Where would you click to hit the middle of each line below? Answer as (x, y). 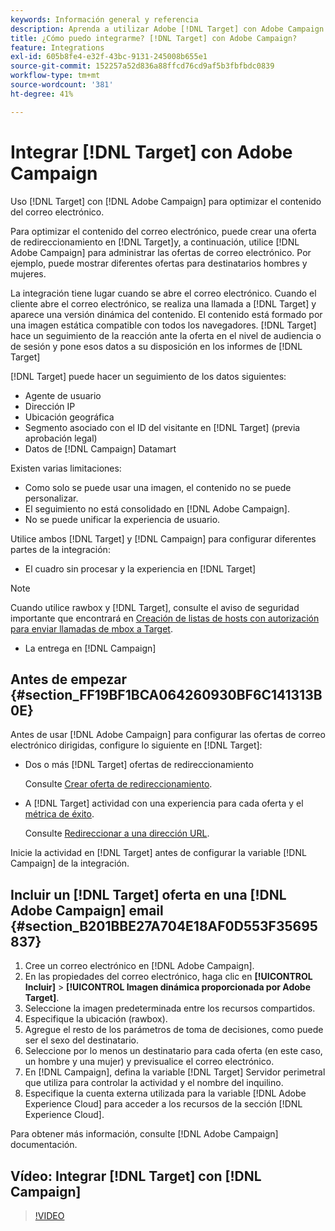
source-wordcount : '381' (62, 85)
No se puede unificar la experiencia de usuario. (122, 519)
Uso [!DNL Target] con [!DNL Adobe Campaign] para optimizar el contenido (166, 201)
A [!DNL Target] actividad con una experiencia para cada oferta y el (164, 803)
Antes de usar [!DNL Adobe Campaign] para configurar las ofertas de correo (168, 735)
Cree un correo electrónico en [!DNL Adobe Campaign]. (139, 966)
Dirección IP (50, 406)
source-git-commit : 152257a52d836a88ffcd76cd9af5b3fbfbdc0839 (142, 66)
